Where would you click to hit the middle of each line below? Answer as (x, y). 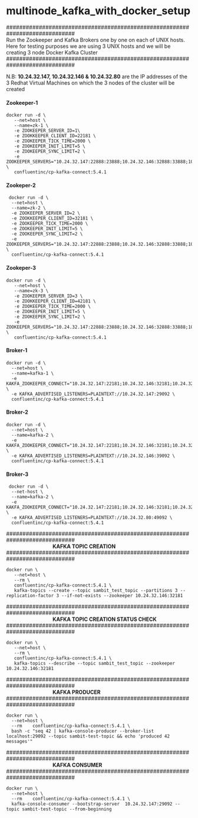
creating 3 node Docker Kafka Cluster (52, 52)
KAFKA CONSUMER (77, 765)
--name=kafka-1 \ (33, 373)
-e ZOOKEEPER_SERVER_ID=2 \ (46, 213)
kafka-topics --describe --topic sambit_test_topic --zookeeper (95, 664)
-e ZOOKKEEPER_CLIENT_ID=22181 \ (55, 136)
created (16, 89)
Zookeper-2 (21, 185)
